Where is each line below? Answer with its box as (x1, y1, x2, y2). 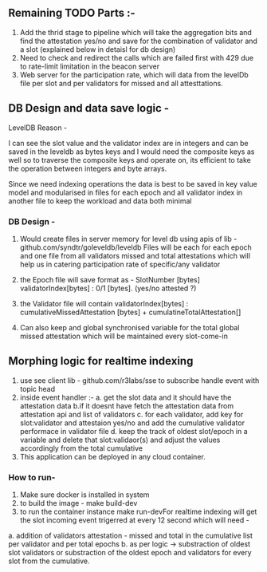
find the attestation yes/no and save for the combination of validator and (19, 36, 257, 45)
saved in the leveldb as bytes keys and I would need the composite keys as (8, 147, 255, 156)
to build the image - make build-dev (19, 499, 138, 508)
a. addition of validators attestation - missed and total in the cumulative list (8, 531, 253, 541)
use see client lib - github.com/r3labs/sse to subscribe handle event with (19, 375, 260, 385)
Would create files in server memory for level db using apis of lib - (19, 234, 238, 243)
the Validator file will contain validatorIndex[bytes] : (19, 298, 189, 308)
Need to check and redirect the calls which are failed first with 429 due (19, 53, 253, 62)
